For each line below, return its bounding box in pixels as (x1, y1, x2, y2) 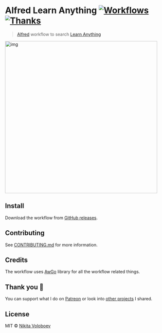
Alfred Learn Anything (5, 5, 97, 16)
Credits (5, 256, 28, 264)
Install (5, 202, 24, 210)
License (5, 310, 30, 318)
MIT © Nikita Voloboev (5, 323, 51, 329)
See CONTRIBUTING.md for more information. (5, 241, 98, 248)
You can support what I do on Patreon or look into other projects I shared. (5, 296, 152, 302)
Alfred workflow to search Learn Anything (17, 31, 101, 37)
